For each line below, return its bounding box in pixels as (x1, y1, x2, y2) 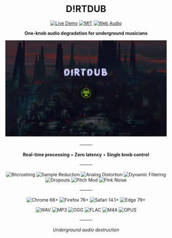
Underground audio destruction (53, 227, 119, 233)
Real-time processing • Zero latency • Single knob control (23, 152, 149, 158)
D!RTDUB (66, 3, 106, 15)
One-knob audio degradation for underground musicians (24, 30, 148, 36)
